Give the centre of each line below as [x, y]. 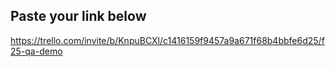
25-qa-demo [36, 51]
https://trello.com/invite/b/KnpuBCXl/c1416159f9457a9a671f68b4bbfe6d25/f [167, 40]
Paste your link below [78, 16]
